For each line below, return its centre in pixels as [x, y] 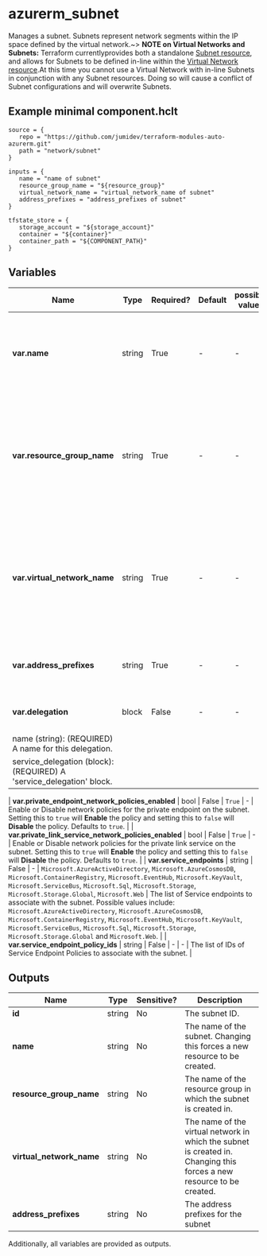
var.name [31, 353]
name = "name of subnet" [60, 178]
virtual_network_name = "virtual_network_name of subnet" [117, 192]
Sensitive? [157, 1000]
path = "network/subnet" [60, 151]
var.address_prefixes [53, 665]
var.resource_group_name [63, 455]
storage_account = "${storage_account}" [87, 227]
